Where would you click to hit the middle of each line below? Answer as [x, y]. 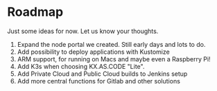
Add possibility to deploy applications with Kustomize [93, 52]
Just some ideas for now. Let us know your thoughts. [83, 31]
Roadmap [35, 12]
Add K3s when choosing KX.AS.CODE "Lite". [81, 66]
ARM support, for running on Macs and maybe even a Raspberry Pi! [114, 59]
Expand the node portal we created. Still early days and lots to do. [111, 44]
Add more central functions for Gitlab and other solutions [98, 81]
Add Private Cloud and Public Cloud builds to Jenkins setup [102, 74]
